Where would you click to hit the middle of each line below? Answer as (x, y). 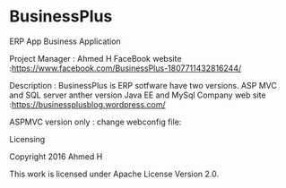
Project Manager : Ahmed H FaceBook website (95, 58)
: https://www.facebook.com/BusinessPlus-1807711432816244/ (126, 68)
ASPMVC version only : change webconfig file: (95, 122)
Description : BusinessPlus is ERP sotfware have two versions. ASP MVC (143, 85)
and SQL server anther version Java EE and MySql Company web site (138, 95)
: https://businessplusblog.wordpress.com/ (87, 104)
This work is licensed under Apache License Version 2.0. (114, 174)
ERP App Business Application (65, 41)
